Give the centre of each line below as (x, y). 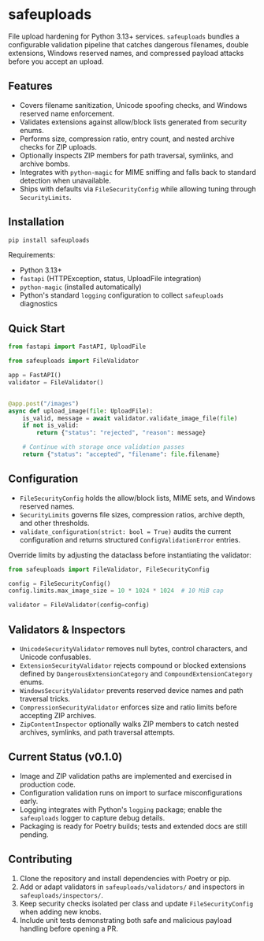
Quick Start (37, 328)
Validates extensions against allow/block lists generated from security (133, 122)
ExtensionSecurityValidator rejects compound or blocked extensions (133, 665)
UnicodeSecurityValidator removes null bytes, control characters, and (134, 648)
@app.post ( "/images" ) (44, 403)
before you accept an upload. (56, 61)
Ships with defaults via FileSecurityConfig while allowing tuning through (138, 189)
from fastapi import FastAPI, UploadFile (77, 347)
